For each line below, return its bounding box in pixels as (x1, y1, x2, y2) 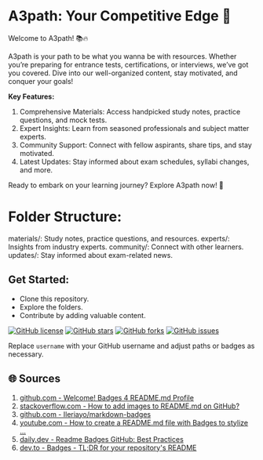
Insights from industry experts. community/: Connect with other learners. (8, 242, 244, 252)
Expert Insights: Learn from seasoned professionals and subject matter (19, 123, 250, 132)
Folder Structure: (8, 208, 122, 226)
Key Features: (8, 92, 55, 101)
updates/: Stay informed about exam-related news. (8, 250, 173, 259)
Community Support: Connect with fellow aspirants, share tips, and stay (19, 140, 253, 150)
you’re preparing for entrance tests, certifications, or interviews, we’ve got (8, 60, 249, 69)
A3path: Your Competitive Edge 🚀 (8, 7, 232, 25)
